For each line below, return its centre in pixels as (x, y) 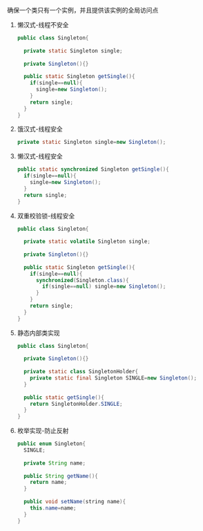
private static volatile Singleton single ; (87, 242)
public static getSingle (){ (64, 397)
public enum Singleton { (51, 444)
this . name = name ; (53, 508)
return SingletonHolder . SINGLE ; (76, 404)
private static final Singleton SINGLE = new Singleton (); (114, 378)
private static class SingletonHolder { (81, 372)
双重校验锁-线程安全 (46, 216)
